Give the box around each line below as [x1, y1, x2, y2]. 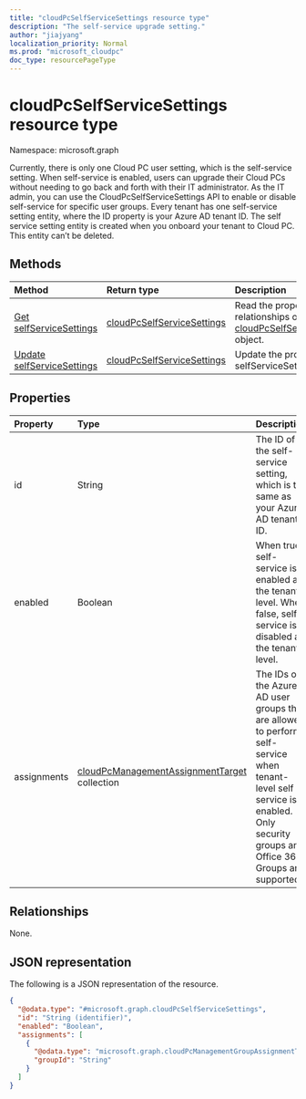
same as [255, 490, 291, 503]
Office [255, 850, 282, 863]
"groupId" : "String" [33, 1055, 112, 1065]
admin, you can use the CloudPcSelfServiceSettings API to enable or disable [9, 191, 297, 202]
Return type [106, 284, 159, 296]
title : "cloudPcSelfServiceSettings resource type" [9, 13, 209, 23]
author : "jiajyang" [9, 30, 84, 39]
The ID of [255, 432, 296, 445]
